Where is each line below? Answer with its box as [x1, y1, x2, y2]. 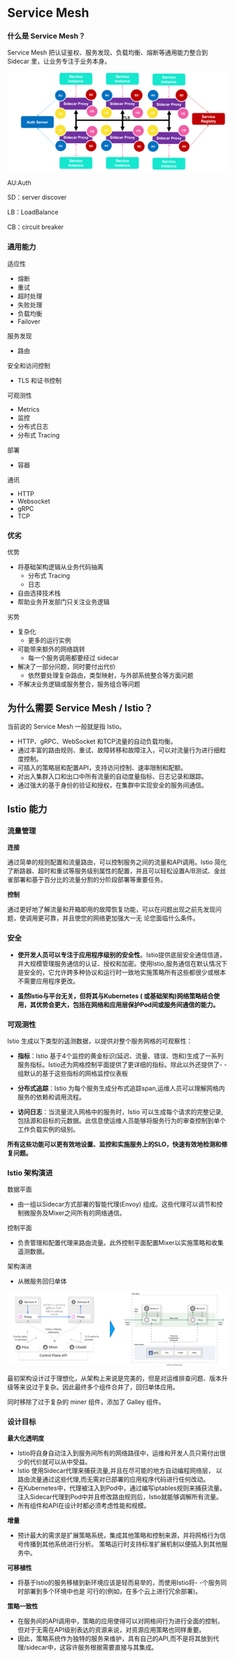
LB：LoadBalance [7, 208, 59, 216]
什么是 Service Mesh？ [7, 31, 86, 41]
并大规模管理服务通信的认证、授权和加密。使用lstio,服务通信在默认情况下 [17, 959, 227, 967]
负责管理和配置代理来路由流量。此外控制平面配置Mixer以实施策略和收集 [17, 1239, 224, 1247]
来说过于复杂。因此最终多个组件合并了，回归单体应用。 [19, 1383, 179, 1391]
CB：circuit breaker [7, 223, 64, 232]
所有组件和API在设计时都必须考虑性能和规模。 [17, 1501, 150, 1510]
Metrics [17, 405, 40, 414]
